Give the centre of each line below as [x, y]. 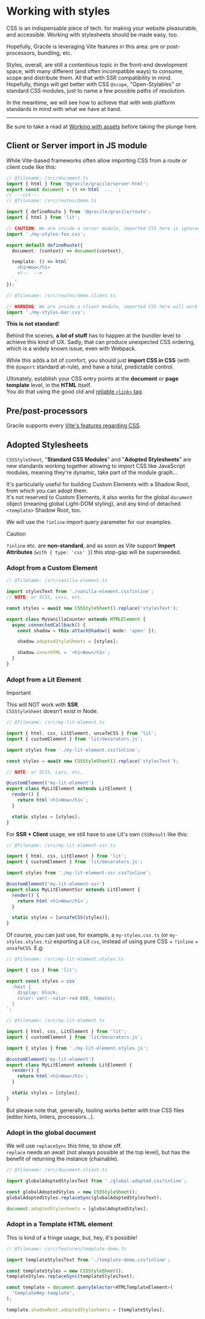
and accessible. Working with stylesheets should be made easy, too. [92, 34]
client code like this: [31, 167]
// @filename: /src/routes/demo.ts [52, 201]
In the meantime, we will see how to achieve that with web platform [91, 102]
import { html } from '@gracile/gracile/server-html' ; [77, 184]
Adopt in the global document [51, 1132]
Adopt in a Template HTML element [59, 1224]
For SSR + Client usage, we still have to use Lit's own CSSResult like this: [97, 834]
